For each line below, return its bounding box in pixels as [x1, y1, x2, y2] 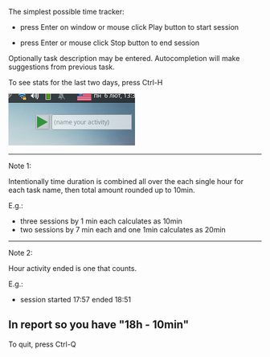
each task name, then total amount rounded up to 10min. [8, 185, 195, 195]
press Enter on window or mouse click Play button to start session [19, 23, 239, 31]
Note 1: [8, 161, 32, 170]
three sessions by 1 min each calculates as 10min [19, 216, 183, 226]
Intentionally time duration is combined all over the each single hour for [8, 177, 243, 186]
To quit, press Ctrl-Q [8, 339, 76, 349]
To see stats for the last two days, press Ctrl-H [8, 78, 163, 87]
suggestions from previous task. [8, 62, 115, 72]
